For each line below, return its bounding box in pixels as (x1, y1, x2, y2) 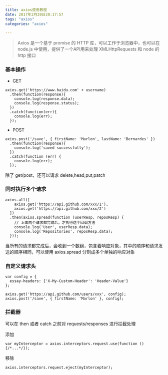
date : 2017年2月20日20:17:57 (5, 12, 64, 17)
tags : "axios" (5, 16, 35, 21)
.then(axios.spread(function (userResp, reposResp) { (9, 215, 124, 220)
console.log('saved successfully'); (14, 145, 91, 150)
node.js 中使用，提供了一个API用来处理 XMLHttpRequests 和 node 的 (17, 46, 160, 52)
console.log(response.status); (14, 100, 79, 105)
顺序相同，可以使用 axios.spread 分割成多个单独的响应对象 (13, 249, 135, 255)
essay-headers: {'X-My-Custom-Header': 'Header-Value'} (9, 279, 128, 284)
